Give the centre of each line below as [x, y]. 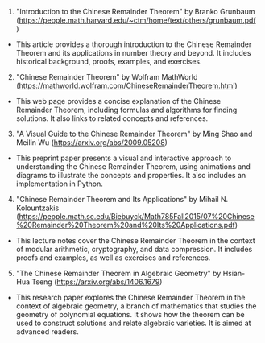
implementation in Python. [59, 184]
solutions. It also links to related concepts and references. [112, 118]
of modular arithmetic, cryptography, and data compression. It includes [134, 249]
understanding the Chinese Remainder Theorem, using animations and [133, 167]
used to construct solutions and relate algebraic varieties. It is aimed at [133, 323]
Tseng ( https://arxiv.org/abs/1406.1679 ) [97, 282]
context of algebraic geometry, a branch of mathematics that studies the [136, 306]
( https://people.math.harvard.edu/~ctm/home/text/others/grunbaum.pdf [136, 20]
